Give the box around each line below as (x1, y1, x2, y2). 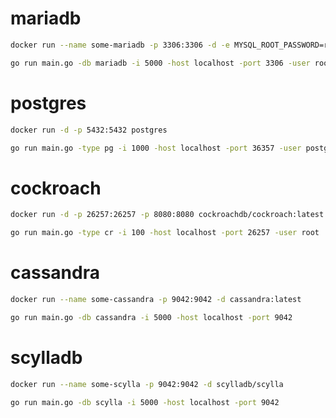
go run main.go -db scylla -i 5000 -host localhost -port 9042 (10, 397, 280, 407)
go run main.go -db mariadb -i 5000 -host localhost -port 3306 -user (10, 58, 311, 68)
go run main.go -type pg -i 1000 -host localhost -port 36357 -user (10, 143, 302, 153)
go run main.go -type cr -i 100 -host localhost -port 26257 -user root (10, 228, 320, 238)
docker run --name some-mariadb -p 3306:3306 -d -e (10, 40, 230, 50)
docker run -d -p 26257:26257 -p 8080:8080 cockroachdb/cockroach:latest (10, 210, 325, 220)
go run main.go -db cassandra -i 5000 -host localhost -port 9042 (10, 312, 293, 322)
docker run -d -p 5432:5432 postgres (10, 125, 168, 135)
